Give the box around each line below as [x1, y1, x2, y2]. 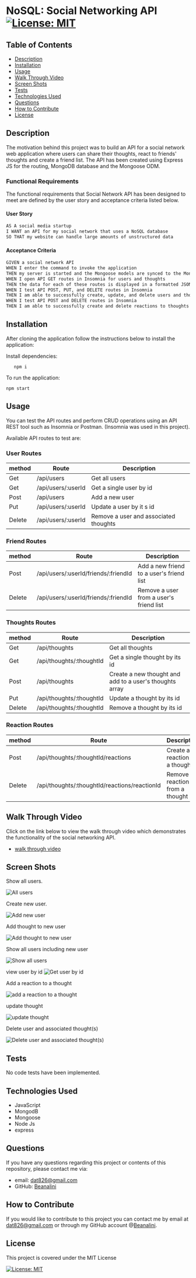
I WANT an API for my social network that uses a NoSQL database [6, 228, 168, 235]
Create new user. [6, 900, 47, 907]
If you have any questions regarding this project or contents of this [6, 1159, 166, 1166]
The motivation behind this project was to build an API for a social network [6, 143, 185, 151]
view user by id [6, 968, 43, 976]
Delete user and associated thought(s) [6, 1025, 99, 1032]
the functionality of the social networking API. [6, 833, 116, 841]
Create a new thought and [109, 669, 181, 678]
